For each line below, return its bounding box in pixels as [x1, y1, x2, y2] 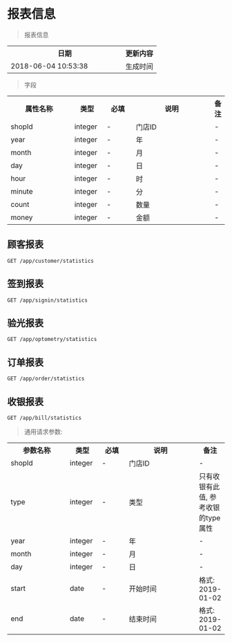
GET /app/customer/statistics [7, 257, 95, 264]
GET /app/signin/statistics [7, 297, 88, 304]
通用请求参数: [23, 428, 63, 436]
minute [10, 186, 33, 196]
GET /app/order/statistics [7, 375, 85, 383]
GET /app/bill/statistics [7, 414, 81, 421]
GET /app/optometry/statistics [7, 336, 97, 343]
